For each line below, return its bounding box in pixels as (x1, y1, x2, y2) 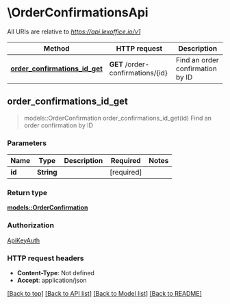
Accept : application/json (16, 276, 87, 284)
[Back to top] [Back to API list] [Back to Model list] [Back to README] (7, 289, 202, 297)
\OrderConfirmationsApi (7, 5, 149, 21)
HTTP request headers (7, 253, 84, 263)
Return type (7, 188, 48, 197)
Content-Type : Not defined (16, 268, 94, 277)
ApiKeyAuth (7, 236, 40, 244)
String (36, 168, 57, 177)
